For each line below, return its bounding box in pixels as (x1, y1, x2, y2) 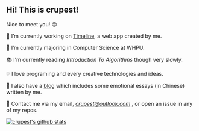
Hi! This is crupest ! (6, 5, 79, 15)
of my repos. (6, 106, 38, 114)
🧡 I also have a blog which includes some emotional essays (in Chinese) (6, 82, 185, 89)
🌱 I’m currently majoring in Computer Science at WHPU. (6, 44, 145, 51)
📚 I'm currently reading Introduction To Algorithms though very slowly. (6, 56, 183, 63)
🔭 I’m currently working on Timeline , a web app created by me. (6, 32, 162, 40)
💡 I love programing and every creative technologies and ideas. (6, 70, 164, 77)
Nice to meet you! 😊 (6, 20, 57, 28)
